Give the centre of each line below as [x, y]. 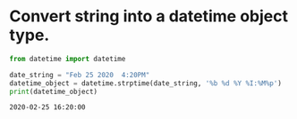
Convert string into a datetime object [149, 16]
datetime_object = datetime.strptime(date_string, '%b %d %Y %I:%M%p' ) [145, 83]
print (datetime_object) [54, 91]
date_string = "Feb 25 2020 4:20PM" [80, 75]
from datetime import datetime [68, 59]
